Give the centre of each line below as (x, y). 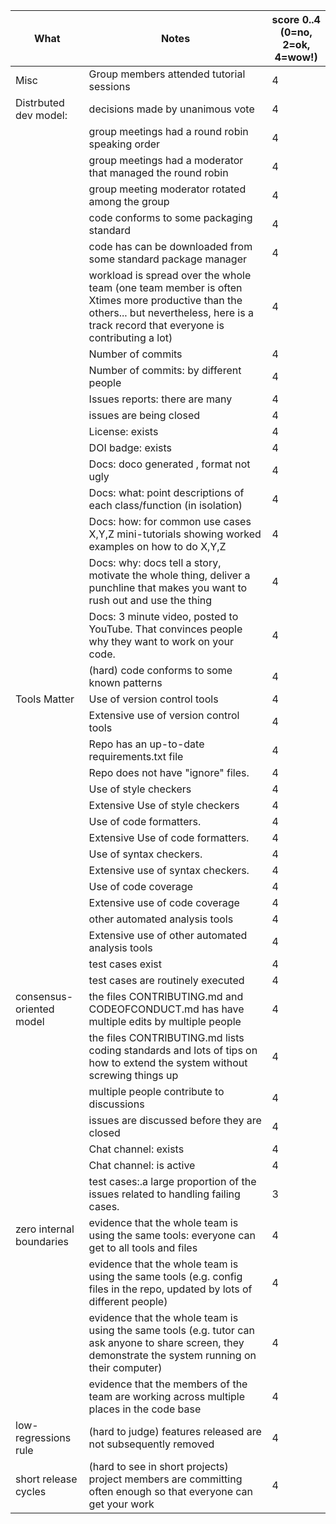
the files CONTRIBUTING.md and (166, 996)
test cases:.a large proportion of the (172, 1181)
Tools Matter (45, 699)
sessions (109, 86)
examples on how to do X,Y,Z (157, 546)
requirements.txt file (136, 756)
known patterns (125, 682)
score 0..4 (296, 19)
